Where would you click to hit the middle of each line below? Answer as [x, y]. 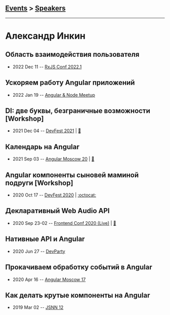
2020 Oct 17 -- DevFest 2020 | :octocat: [54, 195]
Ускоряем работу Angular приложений [70, 83]
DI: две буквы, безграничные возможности [78, 111]
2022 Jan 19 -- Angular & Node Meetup [54, 95]
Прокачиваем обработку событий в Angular [79, 267]
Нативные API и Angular [45, 239]
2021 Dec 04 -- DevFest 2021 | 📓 [47, 131]
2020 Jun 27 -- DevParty [39, 251]
